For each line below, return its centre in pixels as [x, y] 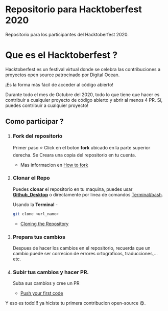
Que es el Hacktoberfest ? [62, 55]
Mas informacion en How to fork [54, 165]
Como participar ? [34, 121]
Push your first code [42, 293]
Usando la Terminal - [35, 204]
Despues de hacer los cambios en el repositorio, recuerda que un [81, 248]
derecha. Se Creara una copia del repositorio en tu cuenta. [74, 155]
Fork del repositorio [38, 136]
